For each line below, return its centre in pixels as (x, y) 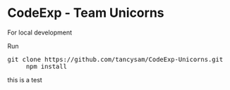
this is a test (25, 79)
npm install (46, 66)
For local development (40, 32)
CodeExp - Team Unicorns (86, 13)
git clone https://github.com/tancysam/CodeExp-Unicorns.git (115, 59)
